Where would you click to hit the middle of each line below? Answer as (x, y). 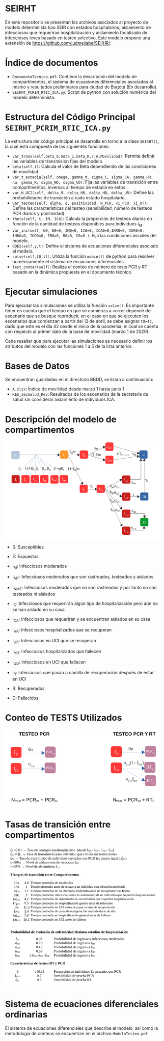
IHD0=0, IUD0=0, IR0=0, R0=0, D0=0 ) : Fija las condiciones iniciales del (84, 235)
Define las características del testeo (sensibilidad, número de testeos (82, 208)
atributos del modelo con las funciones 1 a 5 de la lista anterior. (69, 346)
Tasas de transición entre (58, 824)
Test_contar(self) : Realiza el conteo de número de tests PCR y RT (80, 267)
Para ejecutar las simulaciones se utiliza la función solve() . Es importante (80, 305)
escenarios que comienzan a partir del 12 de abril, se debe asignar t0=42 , (79, 321)
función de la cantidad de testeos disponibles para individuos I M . (78, 224)
